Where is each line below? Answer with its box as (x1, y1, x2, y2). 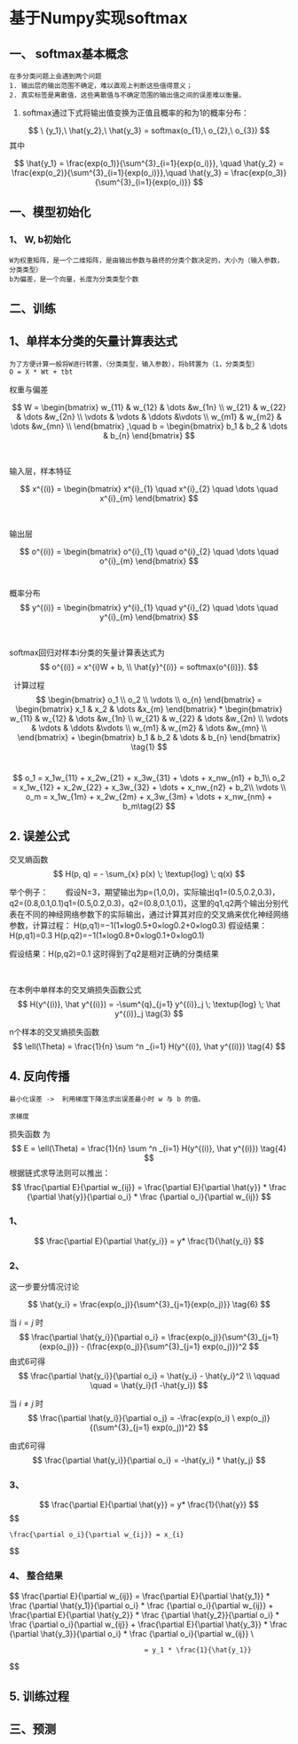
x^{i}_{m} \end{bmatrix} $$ (99, 493, 199, 503)
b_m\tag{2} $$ (122, 801, 176, 811)
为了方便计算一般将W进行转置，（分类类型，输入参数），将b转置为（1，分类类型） (9, 359, 259, 368)
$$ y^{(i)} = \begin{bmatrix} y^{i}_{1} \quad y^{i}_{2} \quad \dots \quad (20, 602, 278, 612)
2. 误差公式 (9, 829, 70, 844)
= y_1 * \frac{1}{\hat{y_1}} (144, 1645, 252, 1654)
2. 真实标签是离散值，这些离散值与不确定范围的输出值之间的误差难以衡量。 (9, 91, 246, 99)
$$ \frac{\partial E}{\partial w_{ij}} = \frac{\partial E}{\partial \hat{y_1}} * (9, 1590, 271, 1601)
